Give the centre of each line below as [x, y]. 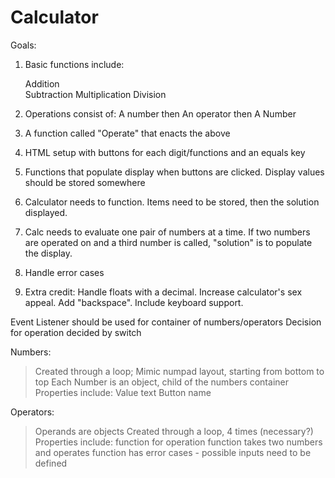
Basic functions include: [74, 64]
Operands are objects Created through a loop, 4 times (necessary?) [174, 431]
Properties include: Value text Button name [123, 392]
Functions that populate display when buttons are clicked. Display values [174, 172]
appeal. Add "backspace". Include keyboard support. [134, 302]
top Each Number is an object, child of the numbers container [161, 382]
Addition [42, 83]
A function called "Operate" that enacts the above [127, 133]
